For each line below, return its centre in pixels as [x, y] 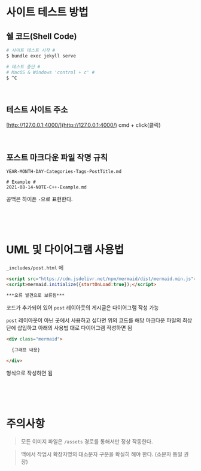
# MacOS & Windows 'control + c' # [51, 72]
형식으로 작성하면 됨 [29, 373]
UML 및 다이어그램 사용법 [65, 250]
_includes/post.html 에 [35, 268]
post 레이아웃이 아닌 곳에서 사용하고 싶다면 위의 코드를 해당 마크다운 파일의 [94, 320]
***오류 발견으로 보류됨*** [35, 295]
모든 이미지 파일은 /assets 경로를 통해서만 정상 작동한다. [87, 441]
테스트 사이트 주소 [37, 109]
